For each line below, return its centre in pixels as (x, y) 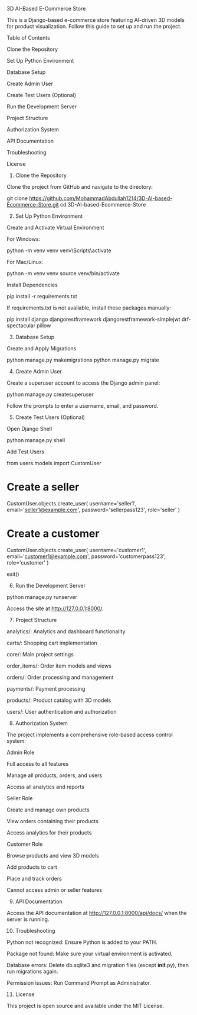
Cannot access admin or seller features (55, 890)
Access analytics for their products (49, 832)
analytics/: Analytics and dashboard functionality (66, 631)
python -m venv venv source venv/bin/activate (63, 273)
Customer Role (25, 844)
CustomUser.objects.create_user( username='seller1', (72, 503)
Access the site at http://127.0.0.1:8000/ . (55, 608)
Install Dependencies (32, 285)
